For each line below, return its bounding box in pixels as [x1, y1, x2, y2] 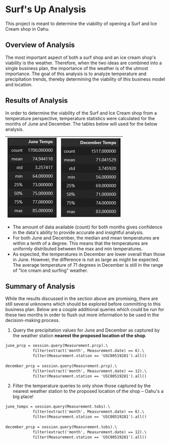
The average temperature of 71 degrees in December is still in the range [12, 262, 163, 268]
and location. [5, 81, 33, 87]
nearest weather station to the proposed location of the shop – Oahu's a [12, 388, 164, 394]
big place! [12, 393, 34, 400]
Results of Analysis [5, 96, 68, 105]
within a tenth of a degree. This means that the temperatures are [12, 240, 148, 246]
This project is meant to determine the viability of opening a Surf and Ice [5, 20, 157, 27]
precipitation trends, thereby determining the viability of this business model [5, 76, 165, 82]
